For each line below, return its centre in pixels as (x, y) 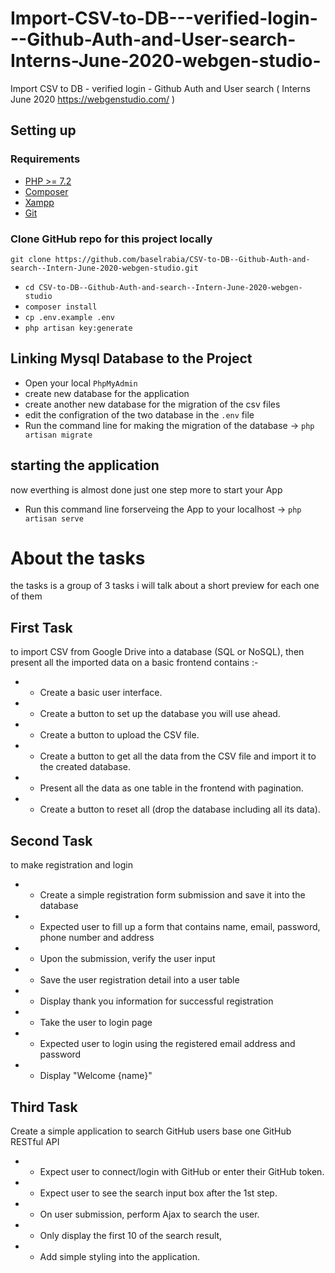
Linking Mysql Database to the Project (131, 358)
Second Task (51, 840)
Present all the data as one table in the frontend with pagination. (171, 788)
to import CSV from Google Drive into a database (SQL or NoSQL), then (157, 652)
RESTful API (35, 1141)
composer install (61, 307)
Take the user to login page (96, 1023)
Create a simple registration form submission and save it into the (172, 895)
